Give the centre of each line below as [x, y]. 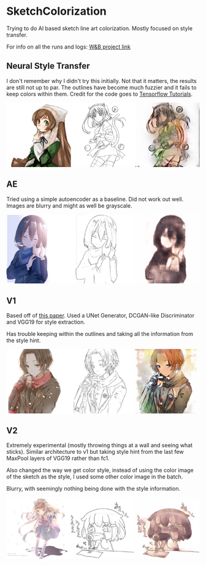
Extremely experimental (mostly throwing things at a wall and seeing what [100, 445]
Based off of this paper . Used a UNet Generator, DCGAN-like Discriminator [101, 316]
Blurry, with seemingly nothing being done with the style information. [93, 489]
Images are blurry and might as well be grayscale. [69, 205]
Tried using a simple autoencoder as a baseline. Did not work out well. [95, 199]
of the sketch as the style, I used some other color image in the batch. [95, 477]
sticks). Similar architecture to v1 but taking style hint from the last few [95, 452]
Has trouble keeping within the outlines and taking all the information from [100, 334]
